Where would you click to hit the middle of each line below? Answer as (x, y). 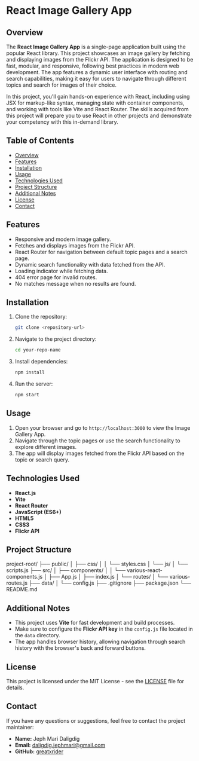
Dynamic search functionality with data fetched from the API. (90, 264)
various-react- (145, 570)
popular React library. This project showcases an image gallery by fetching (98, 53)
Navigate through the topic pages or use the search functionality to (97, 441)
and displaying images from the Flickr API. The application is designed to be (100, 59)
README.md (22, 589)
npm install (30, 372)
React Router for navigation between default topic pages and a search (101, 252)
